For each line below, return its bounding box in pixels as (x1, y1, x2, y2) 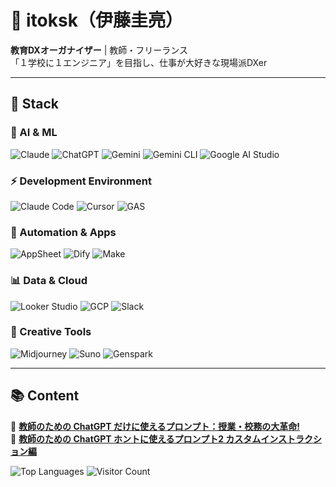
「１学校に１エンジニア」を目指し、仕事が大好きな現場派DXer (10, 56, 268, 68)
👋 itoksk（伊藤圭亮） (10, 9, 183, 32)
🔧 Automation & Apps (10, 225, 117, 239)
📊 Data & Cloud (10, 274, 88, 288)
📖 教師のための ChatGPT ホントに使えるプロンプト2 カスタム (10, 432, 262, 445)
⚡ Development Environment (10, 174, 152, 188)
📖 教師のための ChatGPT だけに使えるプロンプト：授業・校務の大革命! (10, 420, 300, 432)
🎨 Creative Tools (10, 325, 92, 339)
